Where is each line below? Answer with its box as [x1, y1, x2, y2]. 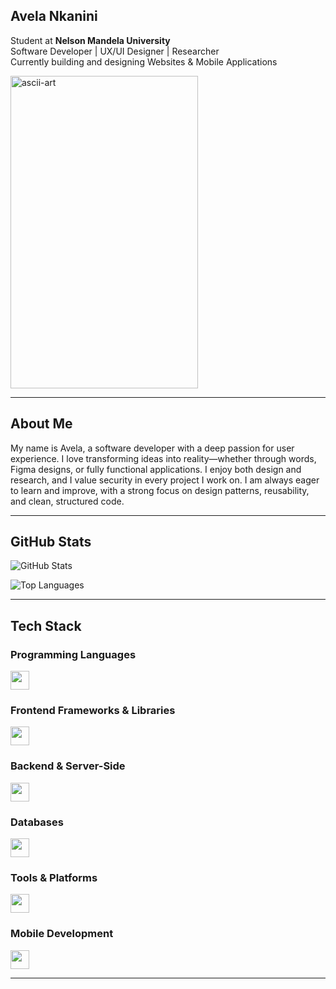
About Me [10, 415, 73, 433]
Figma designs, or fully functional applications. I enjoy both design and [10, 463, 302, 475]
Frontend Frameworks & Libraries [10, 704, 176, 718]
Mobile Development [10, 927, 114, 941]
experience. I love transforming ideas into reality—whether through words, [10, 452, 317, 464]
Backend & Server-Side [10, 759, 126, 773]
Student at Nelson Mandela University [10, 34, 171, 46]
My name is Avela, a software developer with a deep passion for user [10, 442, 295, 454]
